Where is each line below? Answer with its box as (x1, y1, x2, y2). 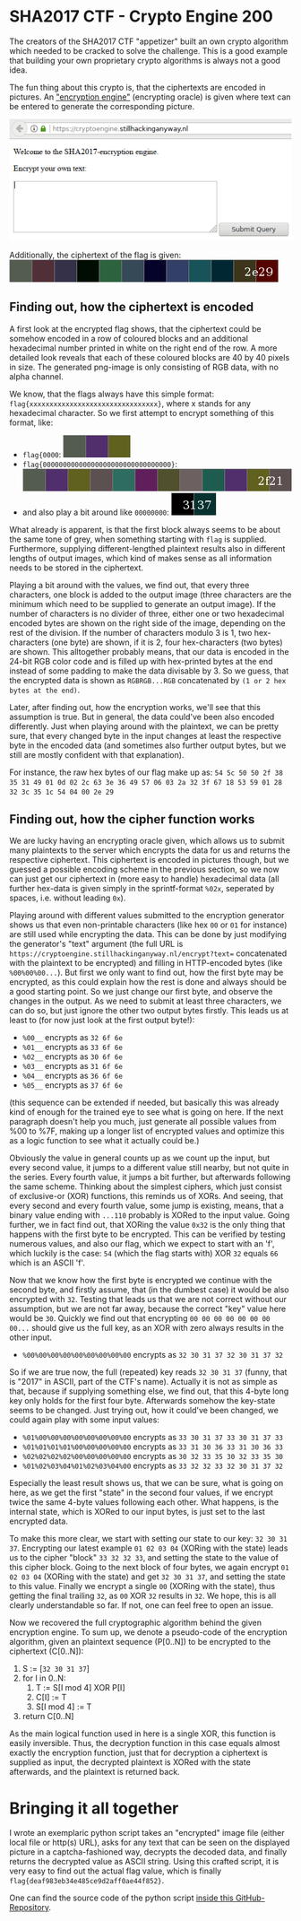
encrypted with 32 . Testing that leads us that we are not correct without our (9, 1294, 288, 1305)
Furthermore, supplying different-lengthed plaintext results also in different (9, 543, 286, 553)
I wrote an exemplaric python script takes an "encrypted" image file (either (9, 1828, 285, 1838)
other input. (9, 1332, 52, 1343)
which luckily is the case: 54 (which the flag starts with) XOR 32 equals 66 (9, 1248, 279, 1259)
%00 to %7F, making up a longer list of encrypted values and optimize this (9, 1126, 285, 1136)
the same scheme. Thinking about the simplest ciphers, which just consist (9, 1181, 282, 1192)
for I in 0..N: (21, 1673, 66, 1683)
